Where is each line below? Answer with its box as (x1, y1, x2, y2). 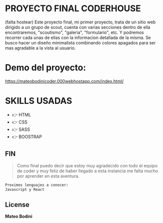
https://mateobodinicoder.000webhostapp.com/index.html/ (5, 78, 124, 84)
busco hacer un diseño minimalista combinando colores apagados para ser (5, 40, 156, 45)
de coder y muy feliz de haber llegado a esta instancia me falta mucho (17, 168, 158, 174)
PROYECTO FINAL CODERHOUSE (5, 3, 141, 14)
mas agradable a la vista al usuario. (5, 45, 76, 51)
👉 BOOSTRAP (12, 134, 42, 140)
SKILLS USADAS (5, 96, 72, 106)
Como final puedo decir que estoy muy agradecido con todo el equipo (17, 162, 158, 168)
